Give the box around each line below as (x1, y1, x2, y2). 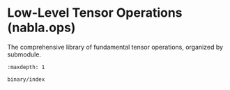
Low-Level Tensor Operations (7, 5, 183, 21)
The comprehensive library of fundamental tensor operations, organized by (7, 43, 224, 51)
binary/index (7, 75, 45, 83)
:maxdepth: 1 (7, 63, 45, 70)
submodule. (7, 50, 42, 59)
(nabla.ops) (7, 20, 76, 36)
